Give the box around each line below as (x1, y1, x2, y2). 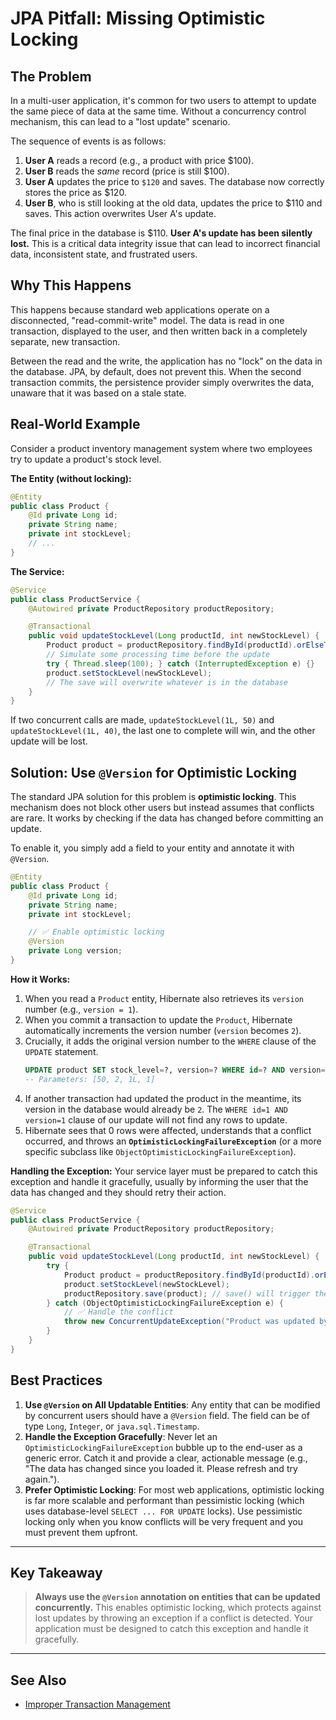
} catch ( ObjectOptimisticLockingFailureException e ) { (46, 1298, 284, 1308)
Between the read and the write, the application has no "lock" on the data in (10, 355, 323, 367)
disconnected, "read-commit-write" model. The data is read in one (10, 314, 285, 326)
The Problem (10, 68, 92, 85)
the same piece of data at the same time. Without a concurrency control (10, 105, 307, 117)
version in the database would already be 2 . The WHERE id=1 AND (24, 1103, 288, 1115)
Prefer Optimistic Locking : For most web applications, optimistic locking (24, 1483, 325, 1496)
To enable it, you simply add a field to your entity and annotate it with (10, 842, 295, 854)
